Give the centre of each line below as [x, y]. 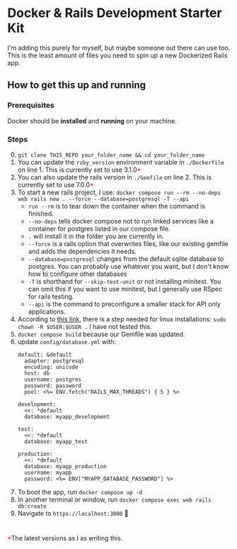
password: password [53, 386]
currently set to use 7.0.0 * [56, 184]
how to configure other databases [77, 274]
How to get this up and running [77, 85]
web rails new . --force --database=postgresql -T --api [103, 199]
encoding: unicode [51, 367]
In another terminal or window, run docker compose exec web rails [114, 499]
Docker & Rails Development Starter [115, 13]
